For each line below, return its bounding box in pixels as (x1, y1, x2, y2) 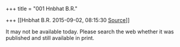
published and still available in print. (5, 35, 95, 41)
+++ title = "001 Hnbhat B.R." (5, 5, 78, 12)
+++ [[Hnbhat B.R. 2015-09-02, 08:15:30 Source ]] (5, 17, 130, 23)
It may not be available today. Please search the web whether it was (5, 28, 174, 35)
